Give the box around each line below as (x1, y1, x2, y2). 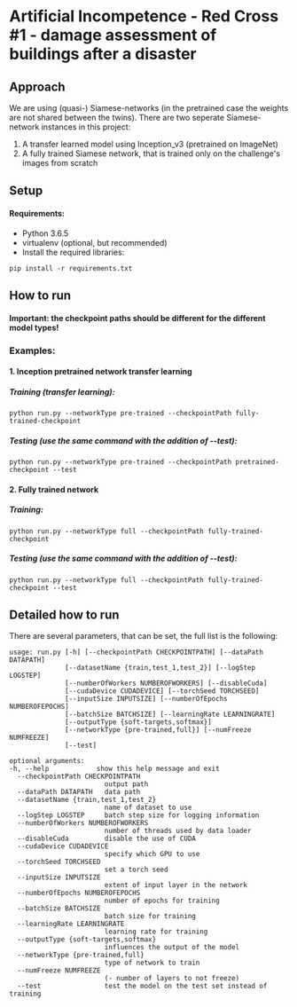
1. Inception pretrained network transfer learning (9, 366, 192, 377)
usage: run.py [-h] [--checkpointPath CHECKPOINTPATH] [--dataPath (9, 648, 264, 657)
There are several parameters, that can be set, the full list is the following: (9, 631, 278, 641)
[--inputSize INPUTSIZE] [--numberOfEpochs (65, 695, 228, 704)
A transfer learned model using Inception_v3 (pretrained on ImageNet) (21, 139, 279, 149)
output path (104, 780, 149, 789)
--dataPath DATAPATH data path (17, 788, 141, 797)
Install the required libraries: (21, 247, 125, 257)
